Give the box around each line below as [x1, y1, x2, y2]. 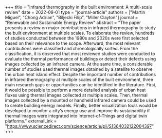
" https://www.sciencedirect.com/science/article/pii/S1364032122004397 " [5, 123, 154, 129]
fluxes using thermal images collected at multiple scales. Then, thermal [5, 92, 148, 98]
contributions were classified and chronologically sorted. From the [5, 46, 138, 51]
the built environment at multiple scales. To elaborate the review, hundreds [5, 30, 155, 36]
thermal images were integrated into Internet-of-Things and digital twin [5, 113, 147, 118]
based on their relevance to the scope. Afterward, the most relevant [5, 40, 141, 46]
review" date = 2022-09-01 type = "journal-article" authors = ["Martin [5, 9, 145, 15]
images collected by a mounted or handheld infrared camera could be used [5, 98, 157, 103]
